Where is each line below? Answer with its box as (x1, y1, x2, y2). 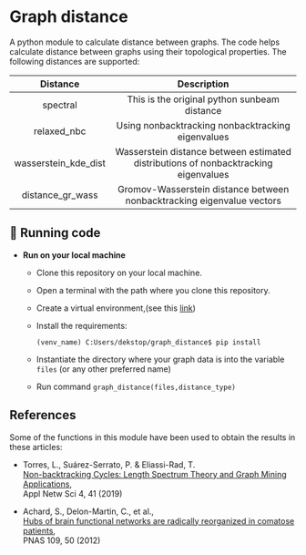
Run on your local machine (22, 249, 126, 261)
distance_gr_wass (21, 189, 98, 201)
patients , (22, 525, 56, 536)
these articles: (9, 441, 63, 452)
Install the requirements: (36, 320, 127, 331)
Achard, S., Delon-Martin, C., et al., (22, 506, 155, 517)
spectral (42, 98, 77, 111)
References (9, 407, 76, 423)
